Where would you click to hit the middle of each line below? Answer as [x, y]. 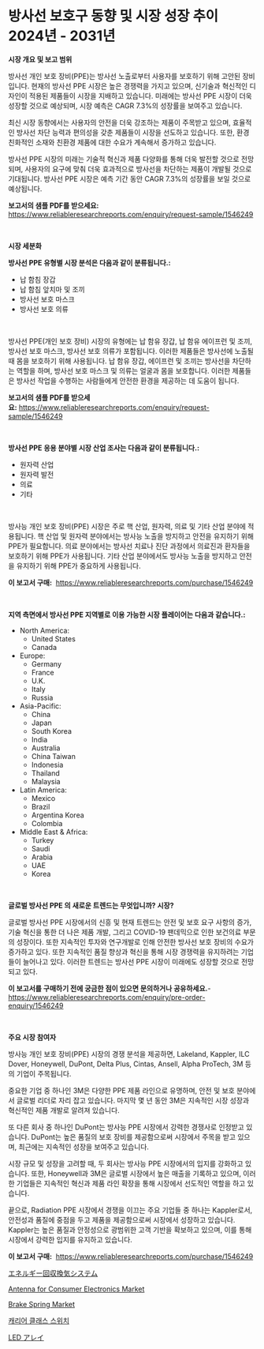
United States [54, 639]
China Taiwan [54, 756]
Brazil [41, 806]
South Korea [52, 731]
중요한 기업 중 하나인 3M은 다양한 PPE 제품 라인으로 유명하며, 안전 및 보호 [121, 1090]
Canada [44, 647]
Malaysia [46, 781]
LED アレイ [26, 1337]
